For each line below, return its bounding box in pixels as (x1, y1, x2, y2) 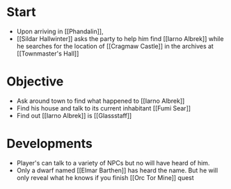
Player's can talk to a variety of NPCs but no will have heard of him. (16, 158, 210, 167)
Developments (6, 136, 93, 151)
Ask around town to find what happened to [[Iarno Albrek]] (16, 97, 185, 105)
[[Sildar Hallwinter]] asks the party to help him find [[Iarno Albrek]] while (16, 34, 224, 42)
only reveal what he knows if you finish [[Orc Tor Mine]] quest (16, 173, 194, 181)
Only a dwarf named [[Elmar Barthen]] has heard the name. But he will (16, 166, 218, 174)
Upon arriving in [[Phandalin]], (16, 27, 104, 35)
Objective (6, 74, 64, 90)
